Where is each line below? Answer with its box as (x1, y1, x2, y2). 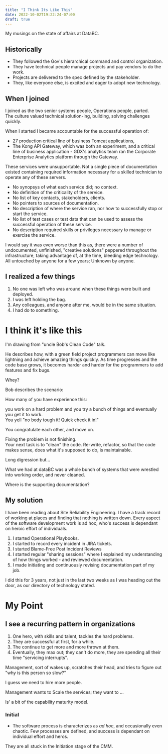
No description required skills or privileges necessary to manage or (12, 227, 152, 233)
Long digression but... (5, 456, 51, 462)
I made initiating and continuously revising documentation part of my (12, 561, 154, 568)
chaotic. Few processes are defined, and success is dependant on (12, 728, 150, 734)
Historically (5, 45, 42, 53)
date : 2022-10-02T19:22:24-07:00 (5, 12, 75, 17)
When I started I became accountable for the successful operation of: (5, 128, 149, 134)
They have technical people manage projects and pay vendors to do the (12, 64, 161, 70)
